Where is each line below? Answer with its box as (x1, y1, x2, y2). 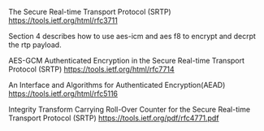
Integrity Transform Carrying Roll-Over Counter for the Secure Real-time (8, 105, 250, 114)
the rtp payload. (8, 40, 63, 50)
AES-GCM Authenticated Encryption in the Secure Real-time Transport (8, 56, 245, 65)
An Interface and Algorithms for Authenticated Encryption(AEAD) (8, 81, 226, 90)
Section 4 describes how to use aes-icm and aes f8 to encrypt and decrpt (8, 32, 256, 41)
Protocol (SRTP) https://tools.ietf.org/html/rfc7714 (8, 64, 175, 74)
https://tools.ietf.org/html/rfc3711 (8, 15, 118, 25)
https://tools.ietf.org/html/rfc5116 (8, 89, 119, 98)
